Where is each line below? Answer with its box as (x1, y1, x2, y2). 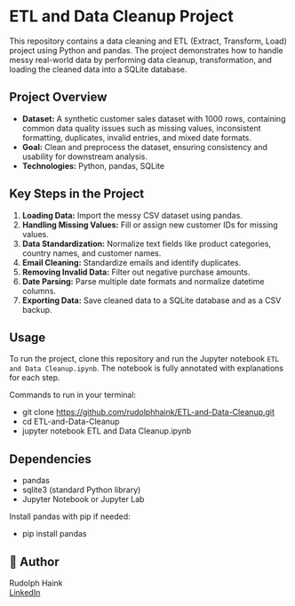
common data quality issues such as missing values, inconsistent (21, 123, 261, 133)
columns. (21, 285, 56, 296)
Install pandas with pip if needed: (9, 511, 131, 522)
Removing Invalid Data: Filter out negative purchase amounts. (21, 267, 251, 277)
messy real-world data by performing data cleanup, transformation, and (9, 54, 273, 65)
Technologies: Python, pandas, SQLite (21, 160, 165, 171)
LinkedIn (9, 587, 41, 597)
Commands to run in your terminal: (9, 389, 137, 401)
